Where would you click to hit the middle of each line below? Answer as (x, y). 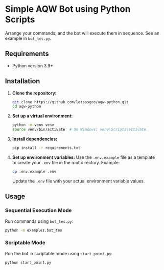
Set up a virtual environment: (42, 116)
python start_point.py (28, 262)
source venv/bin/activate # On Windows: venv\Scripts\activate (79, 130)
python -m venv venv (33, 125)
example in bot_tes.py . (28, 38)
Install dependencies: (35, 139)
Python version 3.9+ (33, 65)
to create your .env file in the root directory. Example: (66, 162)
